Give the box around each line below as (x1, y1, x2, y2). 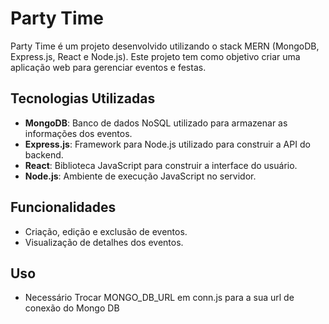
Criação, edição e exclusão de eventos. (24, 225, 188, 237)
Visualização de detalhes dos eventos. (24, 236, 184, 248)
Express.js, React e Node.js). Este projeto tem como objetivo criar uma (10, 50, 301, 62)
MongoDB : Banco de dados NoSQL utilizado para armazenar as (24, 117, 288, 129)
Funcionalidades (10, 199, 117, 216)
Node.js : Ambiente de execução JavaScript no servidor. (24, 170, 257, 182)
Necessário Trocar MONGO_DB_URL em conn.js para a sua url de (24, 292, 295, 304)
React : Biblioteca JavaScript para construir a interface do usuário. (24, 159, 298, 171)
